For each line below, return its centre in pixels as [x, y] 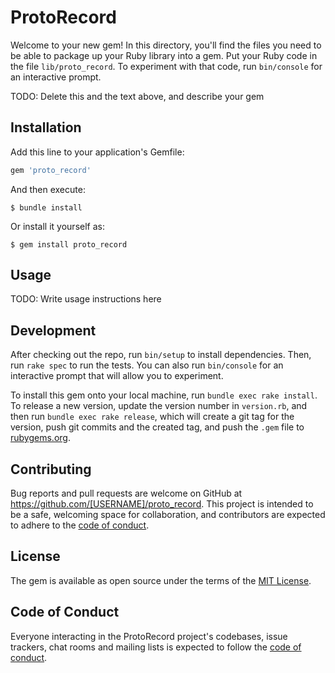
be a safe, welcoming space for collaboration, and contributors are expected [168, 515]
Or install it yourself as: [57, 226]
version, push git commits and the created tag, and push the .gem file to [157, 427]
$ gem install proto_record [69, 244]
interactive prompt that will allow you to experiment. [117, 376]
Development [53, 330]
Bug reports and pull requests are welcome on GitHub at [126, 493]
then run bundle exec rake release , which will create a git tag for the [152, 417]
